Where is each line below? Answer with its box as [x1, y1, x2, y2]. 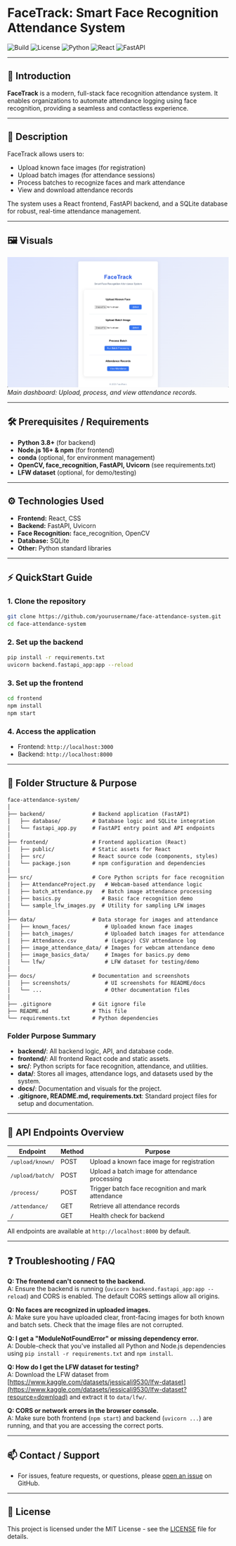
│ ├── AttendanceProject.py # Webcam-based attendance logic [7, 881, 202, 888]
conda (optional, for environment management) [17, 453, 156, 462]
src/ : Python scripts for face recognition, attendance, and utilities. [17, 1062, 209, 1071]
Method [60, 1147, 84, 1155]
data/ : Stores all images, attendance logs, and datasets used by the [17, 1069, 214, 1078]
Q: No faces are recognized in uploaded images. [7, 1306, 151, 1314]
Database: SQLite [17, 536, 70, 545]
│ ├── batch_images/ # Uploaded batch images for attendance [7, 931, 225, 938]
